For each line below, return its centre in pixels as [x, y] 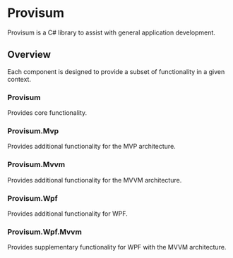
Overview [29, 55]
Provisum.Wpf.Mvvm [45, 232]
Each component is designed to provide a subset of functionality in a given [116, 71]
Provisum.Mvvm [36, 165]
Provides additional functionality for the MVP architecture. [92, 147]
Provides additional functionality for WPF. [68, 214]
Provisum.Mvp [33, 130]
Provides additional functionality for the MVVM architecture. [95, 180]
